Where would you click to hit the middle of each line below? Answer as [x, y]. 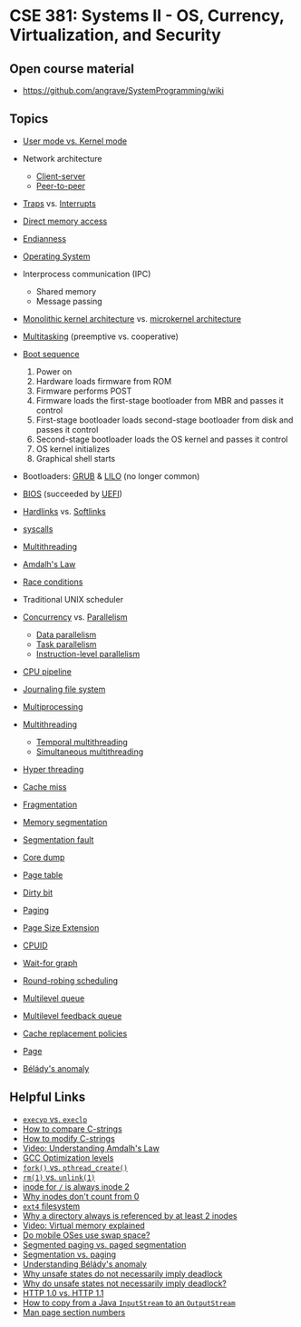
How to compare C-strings [72, 1129]
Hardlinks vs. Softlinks [64, 511]
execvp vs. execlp [55, 1119]
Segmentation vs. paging [69, 1254]
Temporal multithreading [82, 742]
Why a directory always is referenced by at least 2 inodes [130, 1215]
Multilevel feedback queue [72, 1015]
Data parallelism [66, 634]
